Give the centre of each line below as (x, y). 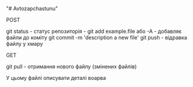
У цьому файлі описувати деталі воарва (56, 78)
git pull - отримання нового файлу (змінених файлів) (71, 66)
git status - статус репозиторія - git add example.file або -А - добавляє (94, 31)
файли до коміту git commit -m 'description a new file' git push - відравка (96, 37)
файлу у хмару (24, 44)
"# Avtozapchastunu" (32, 9)
